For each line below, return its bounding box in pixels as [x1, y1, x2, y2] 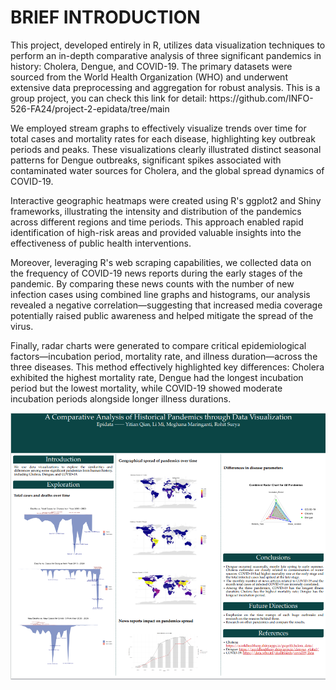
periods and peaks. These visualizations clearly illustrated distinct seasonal [10, 143, 322, 155]
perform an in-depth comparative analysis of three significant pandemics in [10, 49, 322, 61]
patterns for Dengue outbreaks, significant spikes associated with [10, 154, 282, 166]
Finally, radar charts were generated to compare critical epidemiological [10, 339, 307, 351]
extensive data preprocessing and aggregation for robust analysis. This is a [10, 81, 321, 93]
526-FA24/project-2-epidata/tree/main [10, 102, 170, 115]
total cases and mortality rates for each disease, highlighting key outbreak [10, 132, 316, 145]
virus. [10, 320, 34, 332]
